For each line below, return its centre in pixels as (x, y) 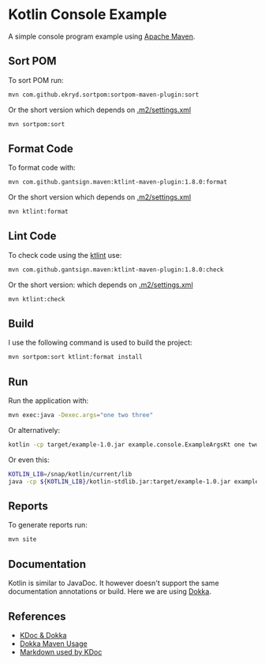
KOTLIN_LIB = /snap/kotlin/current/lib (70, 474)
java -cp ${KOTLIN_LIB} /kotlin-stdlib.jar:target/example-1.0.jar (119, 481)
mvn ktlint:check (37, 299)
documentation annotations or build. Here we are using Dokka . (110, 591)
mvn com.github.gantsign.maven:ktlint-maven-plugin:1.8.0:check (116, 270)
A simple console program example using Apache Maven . (102, 36)
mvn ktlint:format (38, 212)
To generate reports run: (48, 525)
